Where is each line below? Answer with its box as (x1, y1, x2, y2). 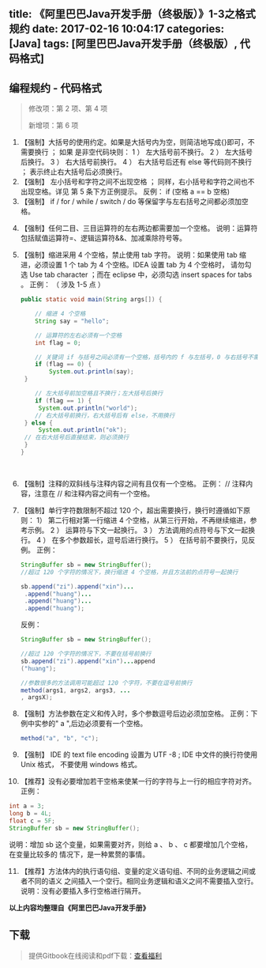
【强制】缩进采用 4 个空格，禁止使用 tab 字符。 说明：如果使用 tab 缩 (20, 250, 247, 259)
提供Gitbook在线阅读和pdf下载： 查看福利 (28, 951, 163, 960)
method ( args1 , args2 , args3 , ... (20, 686, 131, 694)
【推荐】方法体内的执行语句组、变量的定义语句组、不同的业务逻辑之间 (20, 866, 249, 875)
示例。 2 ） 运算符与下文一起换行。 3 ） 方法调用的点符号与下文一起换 (27, 525, 256, 535)
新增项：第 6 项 (28, 121, 79, 130)
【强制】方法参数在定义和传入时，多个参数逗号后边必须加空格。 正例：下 (20, 709, 258, 718)
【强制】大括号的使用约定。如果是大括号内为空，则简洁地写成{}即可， (20, 138, 248, 147)
